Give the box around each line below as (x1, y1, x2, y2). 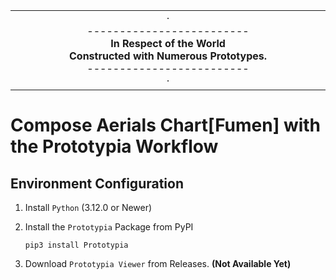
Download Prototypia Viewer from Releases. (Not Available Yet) (24, 258, 292, 269)
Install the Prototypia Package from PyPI (24, 221, 194, 233)
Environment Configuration (10, 175, 184, 192)
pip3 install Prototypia (24, 240, 129, 250)
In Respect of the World (110, 37, 226, 50)
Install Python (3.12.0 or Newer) (24, 202, 153, 213)
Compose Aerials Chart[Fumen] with (10, 114, 322, 137)
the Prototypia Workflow (10, 135, 219, 158)
